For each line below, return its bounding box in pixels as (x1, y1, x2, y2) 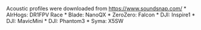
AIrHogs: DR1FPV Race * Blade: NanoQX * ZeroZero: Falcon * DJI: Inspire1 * (6, 11, 196, 18)
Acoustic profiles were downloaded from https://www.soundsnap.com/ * (6, 5, 187, 12)
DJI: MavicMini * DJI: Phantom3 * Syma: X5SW (6, 18, 124, 24)
